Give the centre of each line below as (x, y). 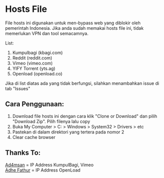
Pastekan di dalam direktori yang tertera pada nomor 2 (68, 132)
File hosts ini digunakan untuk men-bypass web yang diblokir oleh (73, 23)
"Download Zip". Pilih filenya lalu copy (51, 121)
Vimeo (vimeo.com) (33, 63)
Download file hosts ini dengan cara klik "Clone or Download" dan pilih (85, 116)
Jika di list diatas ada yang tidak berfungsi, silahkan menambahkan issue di (82, 83)
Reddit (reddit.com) (32, 58)
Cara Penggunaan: (35, 104)
